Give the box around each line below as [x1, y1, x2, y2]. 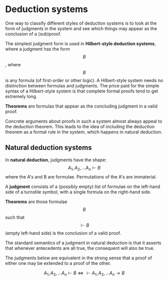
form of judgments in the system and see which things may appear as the [5, 25, 157, 31]
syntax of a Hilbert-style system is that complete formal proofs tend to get [5, 88, 158, 94]
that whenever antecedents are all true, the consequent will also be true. [5, 245, 155, 251]
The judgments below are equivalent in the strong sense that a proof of [5, 255, 152, 261]
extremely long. [5, 93, 38, 99]
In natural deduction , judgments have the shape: [5, 157, 107, 163]
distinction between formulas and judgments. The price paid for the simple [5, 82, 159, 88]
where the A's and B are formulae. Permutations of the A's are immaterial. [5, 173, 157, 179]
